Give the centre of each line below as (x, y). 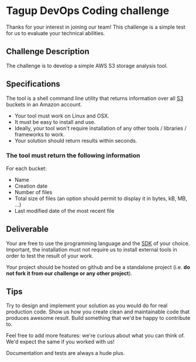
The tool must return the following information (73, 156)
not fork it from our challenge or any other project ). (69, 273)
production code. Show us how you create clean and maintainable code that (98, 312)
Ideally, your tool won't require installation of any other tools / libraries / (100, 128)
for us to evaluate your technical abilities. (56, 33)
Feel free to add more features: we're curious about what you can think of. (96, 336)
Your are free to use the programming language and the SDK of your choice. (98, 243)
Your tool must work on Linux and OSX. (62, 116)
